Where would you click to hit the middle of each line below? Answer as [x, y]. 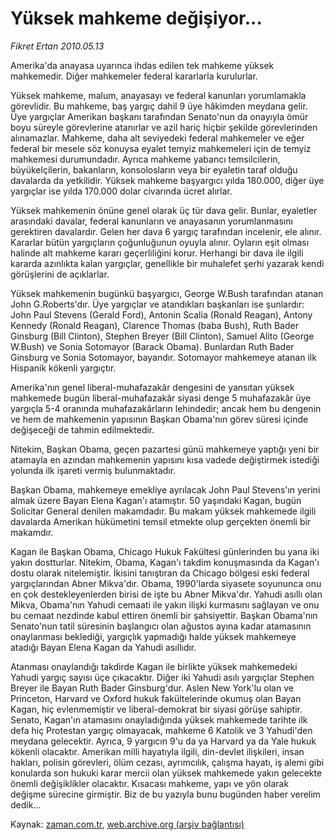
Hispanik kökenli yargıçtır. [63, 368]
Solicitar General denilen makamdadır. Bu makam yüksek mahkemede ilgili [163, 511]
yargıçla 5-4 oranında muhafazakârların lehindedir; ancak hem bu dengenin [166, 408]
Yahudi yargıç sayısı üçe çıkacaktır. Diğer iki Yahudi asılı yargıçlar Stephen [162, 677]
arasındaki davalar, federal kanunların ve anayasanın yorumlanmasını [151, 221]
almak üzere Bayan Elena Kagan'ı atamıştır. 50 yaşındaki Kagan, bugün [156, 500]
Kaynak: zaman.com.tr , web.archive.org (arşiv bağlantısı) [127, 824]
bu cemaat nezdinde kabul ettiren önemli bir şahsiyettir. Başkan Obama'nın [164, 615]
